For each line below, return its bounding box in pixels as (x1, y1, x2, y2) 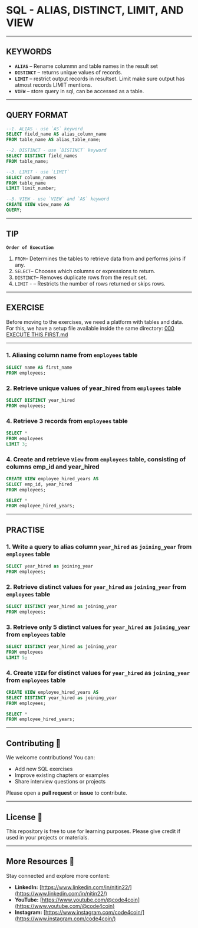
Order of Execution (6, 244, 54, 251)
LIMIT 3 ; (6, 441, 28, 447)
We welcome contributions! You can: (6, 754, 95, 761)
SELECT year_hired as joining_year (6, 563, 94, 569)
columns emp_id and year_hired (6, 463, 100, 471)
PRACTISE (6, 524, 45, 534)
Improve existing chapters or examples (14, 772, 109, 779)
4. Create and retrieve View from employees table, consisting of (6, 455, 186, 463)
